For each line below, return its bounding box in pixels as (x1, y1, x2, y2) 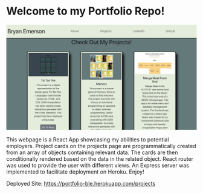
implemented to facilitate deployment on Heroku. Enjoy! (6, 168, 144, 175)
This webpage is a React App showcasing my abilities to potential (6, 136, 169, 143)
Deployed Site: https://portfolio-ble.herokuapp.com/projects (6, 180, 156, 188)
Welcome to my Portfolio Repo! (6, 4, 165, 18)
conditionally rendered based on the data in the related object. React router (6, 155, 194, 163)
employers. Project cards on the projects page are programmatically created (6, 143, 196, 150)
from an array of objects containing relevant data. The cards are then (6, 149, 178, 156)
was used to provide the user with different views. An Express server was (6, 162, 189, 169)
